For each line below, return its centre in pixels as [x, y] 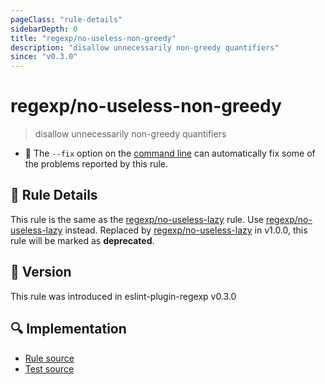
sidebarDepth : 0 [44, 29]
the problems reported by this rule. [96, 164]
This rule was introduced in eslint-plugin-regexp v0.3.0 [123, 296]
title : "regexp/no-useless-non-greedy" [93, 38]
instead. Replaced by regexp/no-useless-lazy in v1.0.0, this [186, 230]
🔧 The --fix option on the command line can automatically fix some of [170, 153]
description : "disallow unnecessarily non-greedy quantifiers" [145, 47]
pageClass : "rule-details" [66, 19]
